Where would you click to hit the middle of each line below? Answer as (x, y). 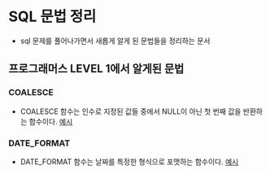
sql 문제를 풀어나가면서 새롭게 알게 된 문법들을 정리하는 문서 (115, 41)
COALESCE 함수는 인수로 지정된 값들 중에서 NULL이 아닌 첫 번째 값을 (131, 111)
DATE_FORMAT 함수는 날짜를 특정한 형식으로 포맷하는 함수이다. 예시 (129, 161)
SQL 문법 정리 (52, 17)
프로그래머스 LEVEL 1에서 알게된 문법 (96, 69)
